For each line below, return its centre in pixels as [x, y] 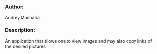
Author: [14, 7]
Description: [20, 30]
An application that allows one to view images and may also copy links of [79, 41]
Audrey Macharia [22, 18]
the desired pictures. [26, 46]
